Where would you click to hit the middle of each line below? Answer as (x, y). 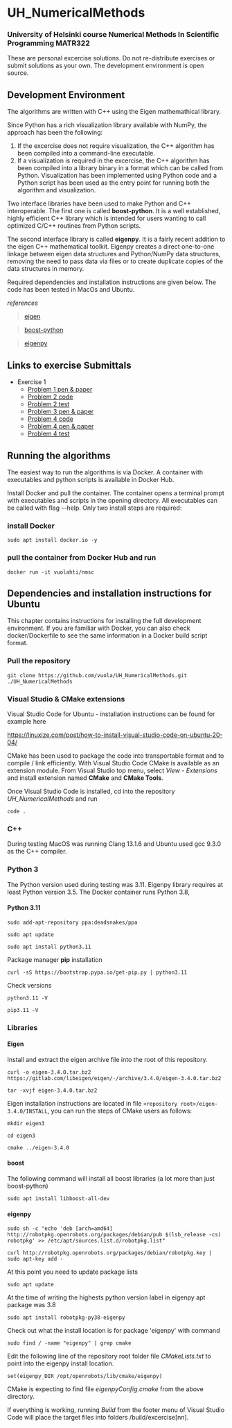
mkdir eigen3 (26, 1123)
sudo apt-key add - (35, 1259)
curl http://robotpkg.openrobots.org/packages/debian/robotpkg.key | (110, 1253)
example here (27, 721)
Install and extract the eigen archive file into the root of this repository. (107, 1059)
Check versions (29, 985)
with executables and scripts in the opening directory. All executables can (113, 500)
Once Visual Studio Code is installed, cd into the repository (91, 791)
